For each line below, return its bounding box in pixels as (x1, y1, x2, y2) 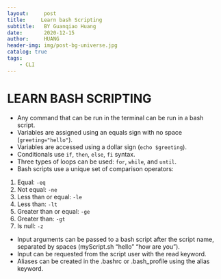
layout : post (7, 10, 57, 17)
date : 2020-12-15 (7, 29, 75, 36)
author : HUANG (7, 36, 60, 43)
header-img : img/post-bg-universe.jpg (7, 42, 118, 49)
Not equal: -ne (16, 185, 57, 193)
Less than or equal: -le (16, 192, 82, 201)
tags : (7, 55, 23, 62)
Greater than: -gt (16, 214, 66, 223)
